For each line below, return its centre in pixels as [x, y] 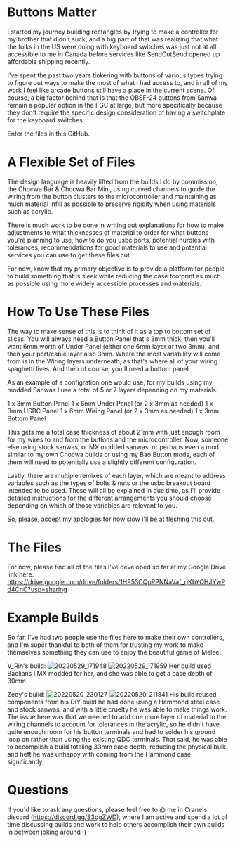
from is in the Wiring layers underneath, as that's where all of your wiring [113, 361]
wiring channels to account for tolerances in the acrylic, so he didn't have [113, 724]
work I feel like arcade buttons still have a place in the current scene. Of [111, 90]
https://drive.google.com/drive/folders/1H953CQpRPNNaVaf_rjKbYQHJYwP [116, 581]
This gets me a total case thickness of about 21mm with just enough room [114, 432]
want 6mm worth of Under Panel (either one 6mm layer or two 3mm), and [113, 346]
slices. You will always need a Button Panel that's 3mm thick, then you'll [111, 339]
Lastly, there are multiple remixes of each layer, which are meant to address [116, 475]
